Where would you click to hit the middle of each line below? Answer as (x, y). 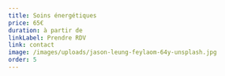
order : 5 (22, 60)
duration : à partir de (45, 30)
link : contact (32, 45)
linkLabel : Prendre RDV (47, 38)
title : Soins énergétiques (52, 15)
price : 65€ (26, 23)
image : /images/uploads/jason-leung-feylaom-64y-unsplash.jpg (112, 52)
